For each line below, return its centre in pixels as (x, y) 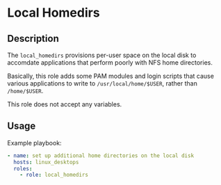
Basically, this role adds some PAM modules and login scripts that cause (110, 76)
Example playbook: (34, 143)
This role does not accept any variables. (65, 104)
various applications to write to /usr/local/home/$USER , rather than (103, 83)
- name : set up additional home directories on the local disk (101, 155)
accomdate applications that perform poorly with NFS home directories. (110, 63)
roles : (23, 168)
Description (33, 39)
